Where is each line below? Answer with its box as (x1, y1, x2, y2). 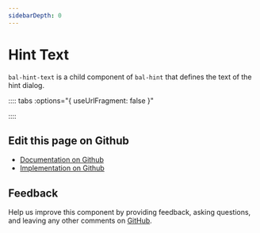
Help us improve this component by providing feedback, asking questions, (8, 208, 251, 217)
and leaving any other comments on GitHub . (8, 216, 152, 226)
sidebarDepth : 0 (8, 11, 62, 20)
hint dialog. (8, 80, 45, 90)
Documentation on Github (19, 155, 105, 165)
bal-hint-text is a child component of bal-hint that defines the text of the (8, 72, 252, 82)
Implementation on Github (19, 163, 105, 173)
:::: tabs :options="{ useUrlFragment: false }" (8, 96, 155, 105)
